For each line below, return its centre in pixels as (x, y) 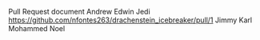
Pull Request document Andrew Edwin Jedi (79, 12)
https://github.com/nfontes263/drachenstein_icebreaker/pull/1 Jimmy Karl (130, 20)
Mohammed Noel (37, 28)
